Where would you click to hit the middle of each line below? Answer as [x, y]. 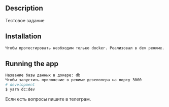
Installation [23, 37]
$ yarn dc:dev [20, 89]
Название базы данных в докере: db [43, 75]
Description [24, 8]
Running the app [32, 63]
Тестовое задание [25, 20]
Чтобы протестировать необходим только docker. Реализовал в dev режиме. [85, 48]
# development [20, 85]
